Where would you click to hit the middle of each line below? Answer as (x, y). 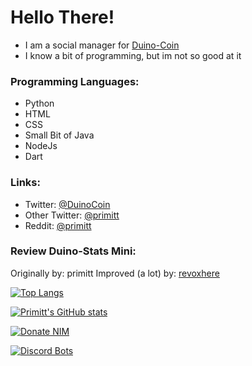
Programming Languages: (75, 81)
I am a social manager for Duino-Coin (102, 45)
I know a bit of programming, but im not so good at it (133, 55)
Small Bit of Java (59, 135)
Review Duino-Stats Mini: (73, 251)
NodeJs (41, 146)
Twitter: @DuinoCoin (67, 204)
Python (39, 103)
